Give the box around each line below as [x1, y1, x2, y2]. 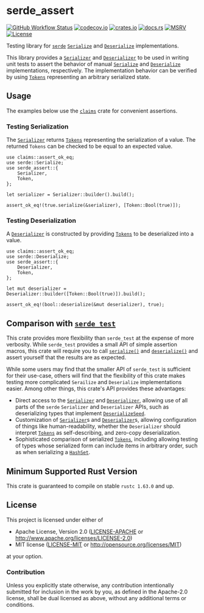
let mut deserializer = [6, 285, 67, 292]
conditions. [6, 601, 35, 609]
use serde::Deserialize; [6, 254, 69, 260]
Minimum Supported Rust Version [6, 466, 138, 477]
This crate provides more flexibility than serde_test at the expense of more [6, 334, 194, 342]
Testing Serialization [6, 122, 69, 131]
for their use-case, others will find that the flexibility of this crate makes [6, 372, 186, 379]
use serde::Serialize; [6, 159, 64, 166]
